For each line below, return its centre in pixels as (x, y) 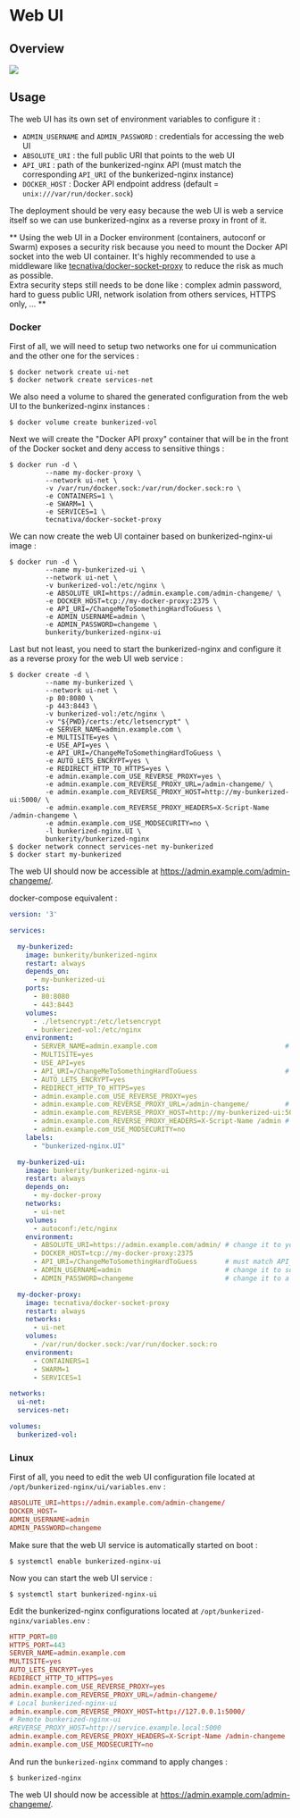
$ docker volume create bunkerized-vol (83, 423)
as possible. (31, 275)
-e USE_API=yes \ (77, 746)
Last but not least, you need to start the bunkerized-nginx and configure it (145, 649)
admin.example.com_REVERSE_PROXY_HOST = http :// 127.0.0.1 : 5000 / (127, 1712)
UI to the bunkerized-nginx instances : (79, 406)
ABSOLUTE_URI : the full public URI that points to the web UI (128, 155)
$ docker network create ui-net (69, 373)
